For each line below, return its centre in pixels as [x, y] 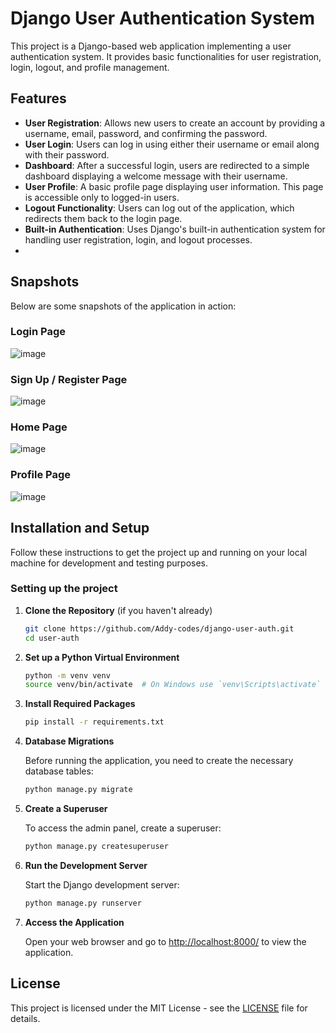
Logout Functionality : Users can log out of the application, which [159, 208]
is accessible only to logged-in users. [102, 197]
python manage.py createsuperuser [96, 847]
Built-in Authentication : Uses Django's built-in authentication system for [175, 229]
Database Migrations [69, 741]
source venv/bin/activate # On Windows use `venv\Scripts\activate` [173, 685]
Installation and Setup [80, 528]
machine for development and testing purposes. [109, 563]
